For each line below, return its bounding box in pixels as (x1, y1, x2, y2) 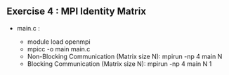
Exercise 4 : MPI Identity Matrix (6, 6, 147, 17)
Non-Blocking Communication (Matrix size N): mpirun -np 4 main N (27, 52, 223, 60)
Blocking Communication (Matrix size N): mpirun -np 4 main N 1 (27, 59, 212, 68)
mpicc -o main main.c (27, 44, 91, 53)
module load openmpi (27, 37, 91, 46)
